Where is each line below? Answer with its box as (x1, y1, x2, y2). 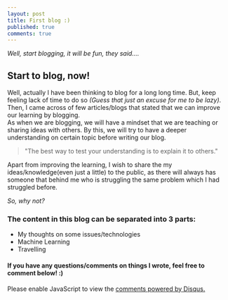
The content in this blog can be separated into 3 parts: (7, 214, 196, 224)
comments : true (7, 30, 52, 37)
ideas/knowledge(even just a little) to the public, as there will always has (7, 168, 216, 177)
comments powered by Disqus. (115, 285, 206, 293)
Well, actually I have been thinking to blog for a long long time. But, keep (7, 89, 216, 97)
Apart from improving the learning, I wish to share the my (7, 161, 173, 169)
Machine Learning (17, 237, 70, 246)
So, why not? (7, 196, 46, 205)
